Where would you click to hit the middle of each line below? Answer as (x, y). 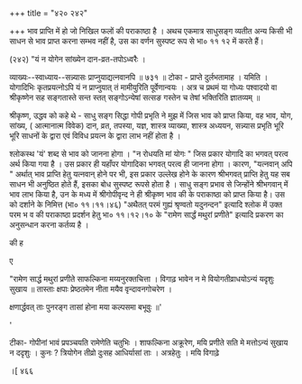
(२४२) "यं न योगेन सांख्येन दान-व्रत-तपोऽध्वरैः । (78, 59)
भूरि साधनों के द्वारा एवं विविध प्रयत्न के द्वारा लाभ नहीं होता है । (95, 136)
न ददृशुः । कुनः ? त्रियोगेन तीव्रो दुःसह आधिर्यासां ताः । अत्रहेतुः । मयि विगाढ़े (114, 352)
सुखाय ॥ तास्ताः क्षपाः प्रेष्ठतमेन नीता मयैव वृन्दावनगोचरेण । (91, 289)
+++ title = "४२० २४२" (49, 13)
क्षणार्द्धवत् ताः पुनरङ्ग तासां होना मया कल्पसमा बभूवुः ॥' (86, 307)
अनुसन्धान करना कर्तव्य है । (49, 225)
